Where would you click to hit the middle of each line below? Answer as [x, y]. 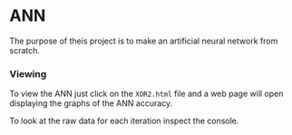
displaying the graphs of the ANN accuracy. [91, 103]
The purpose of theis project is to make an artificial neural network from [144, 41]
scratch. [25, 50]
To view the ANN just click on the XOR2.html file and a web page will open [146, 94]
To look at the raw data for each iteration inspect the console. [124, 121]
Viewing [28, 73]
